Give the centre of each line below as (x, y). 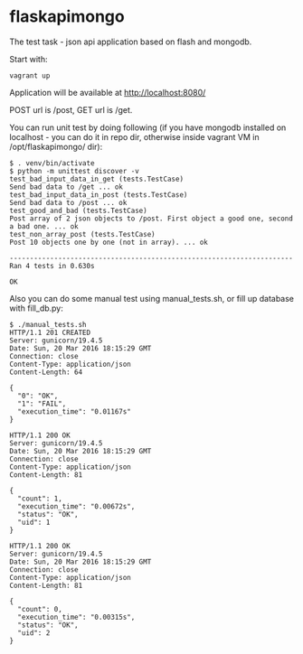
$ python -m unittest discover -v (75, 171)
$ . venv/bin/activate (52, 163)
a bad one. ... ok (44, 226)
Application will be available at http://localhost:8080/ (108, 92)
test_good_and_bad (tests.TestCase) (78, 210)
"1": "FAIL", (42, 404)
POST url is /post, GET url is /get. (71, 109)
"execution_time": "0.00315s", (76, 617)
